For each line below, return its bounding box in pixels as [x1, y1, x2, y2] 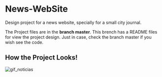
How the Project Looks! [5, 54, 78, 62]
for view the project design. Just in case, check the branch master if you [5, 34, 152, 40]
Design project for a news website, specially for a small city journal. [5, 19, 141, 25]
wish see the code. [5, 39, 44, 45]
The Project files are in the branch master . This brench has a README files [5, 29, 158, 35]
